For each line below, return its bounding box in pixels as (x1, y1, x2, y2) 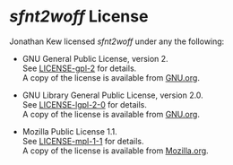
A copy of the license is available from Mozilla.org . (22, 145, 209, 156)
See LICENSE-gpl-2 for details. (22, 63, 137, 74)
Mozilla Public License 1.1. (22, 126, 118, 136)
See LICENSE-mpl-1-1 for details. (22, 135, 145, 146)
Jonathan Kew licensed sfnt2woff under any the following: (9, 36, 225, 47)
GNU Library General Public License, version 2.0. (22, 90, 203, 100)
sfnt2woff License (9, 6, 149, 27)
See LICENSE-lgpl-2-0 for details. (22, 99, 148, 109)
